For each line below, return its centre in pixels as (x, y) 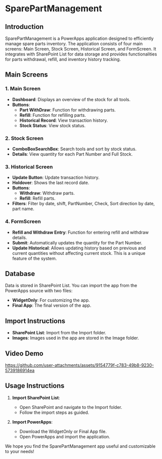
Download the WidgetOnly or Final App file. (63, 431)
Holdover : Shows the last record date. (51, 183)
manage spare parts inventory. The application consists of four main (74, 44)
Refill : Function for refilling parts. (53, 115)
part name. (23, 209)
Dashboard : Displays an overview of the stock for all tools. (71, 99)
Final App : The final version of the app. (52, 305)
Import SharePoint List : (36, 398)
